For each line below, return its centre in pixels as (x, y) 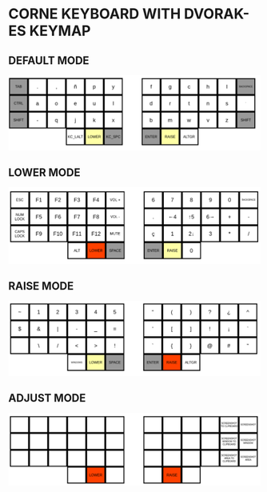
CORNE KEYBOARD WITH (95, 14)
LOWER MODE (44, 173)
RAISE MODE (41, 286)
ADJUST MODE (47, 398)
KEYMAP (60, 31)
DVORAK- (217, 14)
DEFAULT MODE (49, 60)
